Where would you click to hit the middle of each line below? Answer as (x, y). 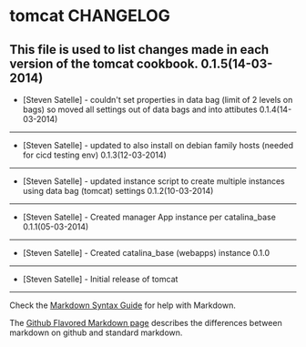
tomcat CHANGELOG (90, 16)
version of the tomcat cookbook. (104, 63)
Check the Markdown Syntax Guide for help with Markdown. (123, 305)
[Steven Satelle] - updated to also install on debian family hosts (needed (158, 145)
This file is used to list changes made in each (139, 50)
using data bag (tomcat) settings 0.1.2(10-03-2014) (118, 191)
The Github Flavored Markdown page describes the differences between (146, 323)
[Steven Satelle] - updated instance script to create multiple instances (153, 181)
